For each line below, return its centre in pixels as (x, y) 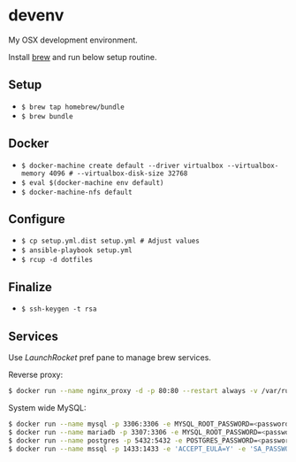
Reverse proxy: (36, 374)
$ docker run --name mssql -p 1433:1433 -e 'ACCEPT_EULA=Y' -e (127, 449)
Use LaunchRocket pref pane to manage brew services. (110, 358)
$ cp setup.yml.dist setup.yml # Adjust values (110, 241)
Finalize (30, 287)
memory (33, 173)
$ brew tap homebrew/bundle (72, 107)
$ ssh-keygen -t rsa (59, 309)
